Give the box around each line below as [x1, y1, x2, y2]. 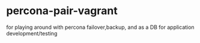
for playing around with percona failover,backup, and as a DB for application [6, 24, 195, 31]
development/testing [6, 29, 58, 37]
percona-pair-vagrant [6, 4, 118, 18]
